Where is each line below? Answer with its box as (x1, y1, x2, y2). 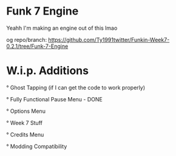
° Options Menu (6, 107, 46, 115)
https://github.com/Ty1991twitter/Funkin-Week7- (48, 36, 170, 43)
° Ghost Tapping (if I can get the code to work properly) (6, 84, 146, 91)
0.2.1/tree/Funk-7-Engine (6, 42, 69, 50)
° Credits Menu (6, 131, 44, 138)
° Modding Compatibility (6, 143, 67, 150)
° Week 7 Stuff (6, 119, 42, 126)
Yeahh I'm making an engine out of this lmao (6, 24, 118, 32)
